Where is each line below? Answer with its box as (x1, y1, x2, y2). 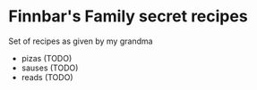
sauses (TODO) (21, 62, 79, 73)
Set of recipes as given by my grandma (8, 36, 153, 46)
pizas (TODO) (21, 53, 73, 63)
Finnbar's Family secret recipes (8, 6, 248, 27)
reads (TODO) (21, 71, 73, 82)
